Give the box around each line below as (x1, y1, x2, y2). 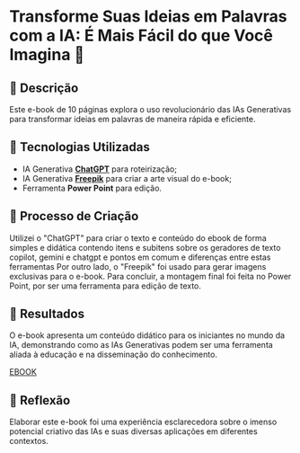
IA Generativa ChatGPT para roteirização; (22, 164, 178, 174)
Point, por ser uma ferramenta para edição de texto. (9, 280, 202, 291)
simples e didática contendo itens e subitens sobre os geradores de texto (9, 242, 281, 253)
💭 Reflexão (9, 393, 71, 408)
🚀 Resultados (9, 306, 85, 322)
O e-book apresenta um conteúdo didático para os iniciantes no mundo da (9, 330, 286, 341)
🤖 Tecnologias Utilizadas (9, 139, 150, 155)
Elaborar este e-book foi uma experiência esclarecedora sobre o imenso (9, 416, 278, 428)
